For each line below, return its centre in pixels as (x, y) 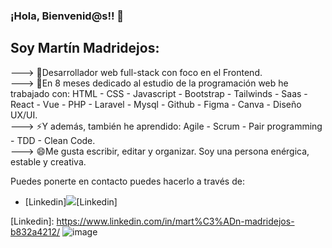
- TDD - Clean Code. (53, 140)
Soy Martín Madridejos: (85, 48)
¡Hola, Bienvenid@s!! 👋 (67, 16)
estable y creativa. (48, 161)
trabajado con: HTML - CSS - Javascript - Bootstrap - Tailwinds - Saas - (159, 93)
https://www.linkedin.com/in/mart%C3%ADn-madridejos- (175, 221)
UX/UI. (24, 115)
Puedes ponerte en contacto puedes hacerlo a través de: (127, 181)
